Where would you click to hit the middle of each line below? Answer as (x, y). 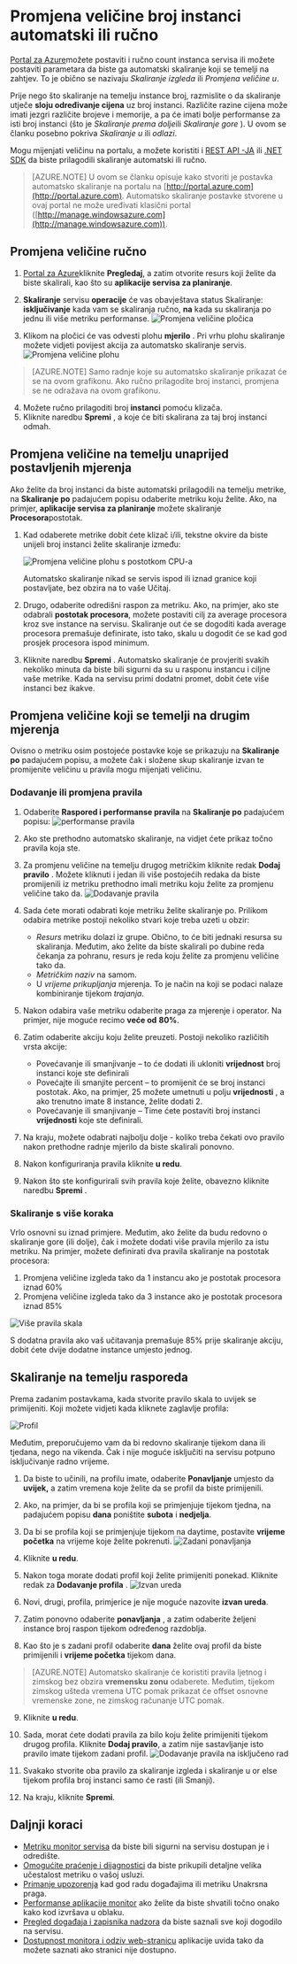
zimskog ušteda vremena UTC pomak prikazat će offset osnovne (150, 1691)
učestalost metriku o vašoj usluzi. (84, 1875)
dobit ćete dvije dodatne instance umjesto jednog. (101, 1349)
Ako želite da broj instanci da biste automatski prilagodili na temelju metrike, (148, 489)
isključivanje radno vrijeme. (60, 1461)
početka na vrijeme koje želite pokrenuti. (97, 1541)
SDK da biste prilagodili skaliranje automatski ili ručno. (108, 159)
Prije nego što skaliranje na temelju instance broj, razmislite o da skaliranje (145, 96)
